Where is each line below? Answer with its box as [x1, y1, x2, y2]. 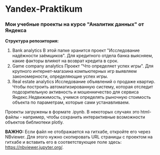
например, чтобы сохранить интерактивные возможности [23, 114, 145, 120]
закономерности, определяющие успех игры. [12, 73, 109, 79]
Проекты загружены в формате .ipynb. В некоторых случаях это [5, 109, 139, 115]
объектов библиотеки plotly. [5, 119, 64, 125]
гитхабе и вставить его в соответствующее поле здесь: [5, 139, 122, 145]
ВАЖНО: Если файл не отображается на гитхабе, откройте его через [5, 129, 151, 135]
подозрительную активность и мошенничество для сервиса [12, 89, 139, 95]
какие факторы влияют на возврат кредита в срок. [12, 58, 119, 64]
